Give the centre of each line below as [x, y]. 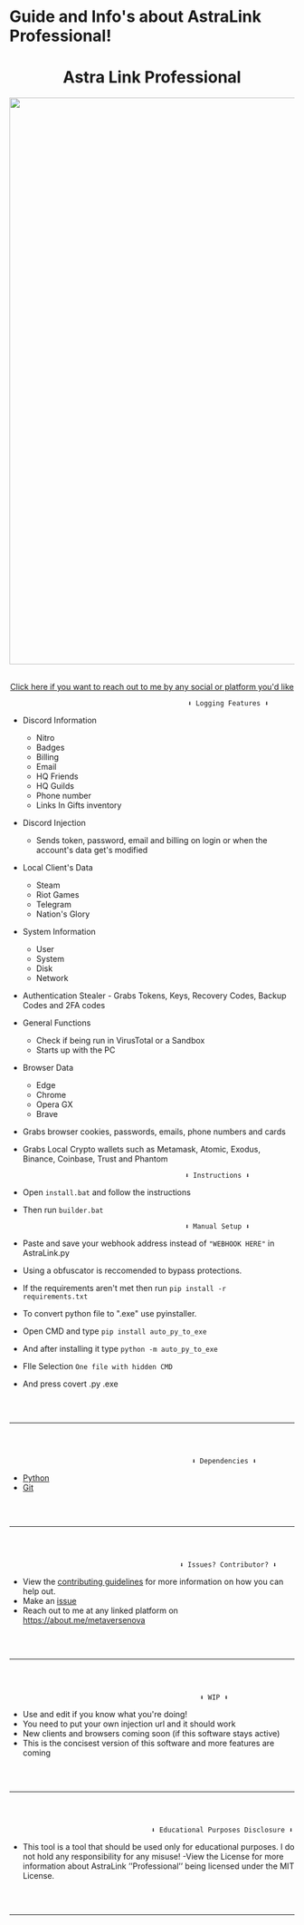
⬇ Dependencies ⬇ [224, 1462]
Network [52, 978]
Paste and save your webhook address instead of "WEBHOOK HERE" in [148, 1243]
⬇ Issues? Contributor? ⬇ [228, 1565]
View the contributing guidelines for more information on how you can [153, 1582]
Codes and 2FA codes [64, 1006]
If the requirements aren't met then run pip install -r [124, 1288]
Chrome [51, 1095]
